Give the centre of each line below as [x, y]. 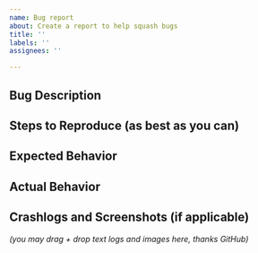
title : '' [28, 34]
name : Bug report [42, 17]
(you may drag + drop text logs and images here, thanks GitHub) [129, 239]
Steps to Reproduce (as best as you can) [125, 125]
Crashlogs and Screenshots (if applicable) [129, 218]
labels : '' [30, 43]
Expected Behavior [64, 157]
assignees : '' [36, 51]
